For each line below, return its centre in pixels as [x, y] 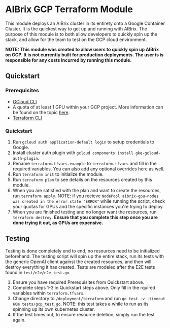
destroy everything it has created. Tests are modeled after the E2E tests [80, 267]
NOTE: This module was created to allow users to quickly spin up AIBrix [82, 49]
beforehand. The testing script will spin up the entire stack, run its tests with [84, 256]
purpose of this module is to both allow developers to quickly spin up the [81, 34]
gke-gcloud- [148, 153]
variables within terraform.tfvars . [48, 293]
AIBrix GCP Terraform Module [69, 9]
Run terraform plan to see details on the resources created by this [82, 179]
